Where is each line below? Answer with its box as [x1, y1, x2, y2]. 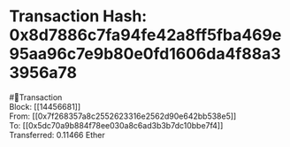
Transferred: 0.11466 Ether [9, 129, 105, 140]
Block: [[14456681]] [9, 101, 81, 112]
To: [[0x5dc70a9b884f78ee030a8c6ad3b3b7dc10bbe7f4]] [9, 120, 224, 130]
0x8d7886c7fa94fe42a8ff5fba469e [9, 25, 282, 45]
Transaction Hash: [9, 6, 148, 27]
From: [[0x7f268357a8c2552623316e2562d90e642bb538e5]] [9, 111, 237, 121]
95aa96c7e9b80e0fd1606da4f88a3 [9, 44, 281, 64]
